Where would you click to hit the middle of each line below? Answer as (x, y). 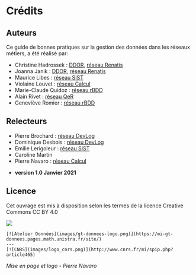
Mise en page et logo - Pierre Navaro (52, 265)
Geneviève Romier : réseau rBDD (55, 103)
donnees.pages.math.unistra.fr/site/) (54, 239)
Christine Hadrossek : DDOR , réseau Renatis (69, 65)
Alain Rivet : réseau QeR (44, 97)
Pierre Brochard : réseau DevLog (54, 135)
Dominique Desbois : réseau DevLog (59, 142)
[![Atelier (20, 234)
